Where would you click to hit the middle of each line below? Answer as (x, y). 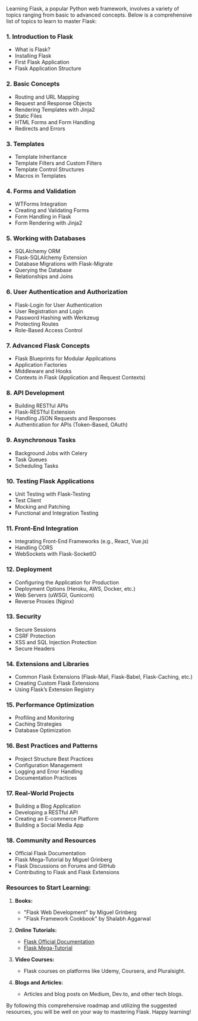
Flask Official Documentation (59, 941)
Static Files (28, 116)
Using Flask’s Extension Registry (55, 689)
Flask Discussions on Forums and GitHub (65, 866)
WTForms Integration (41, 204)
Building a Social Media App (49, 825)
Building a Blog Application (48, 806)
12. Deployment (29, 569)
